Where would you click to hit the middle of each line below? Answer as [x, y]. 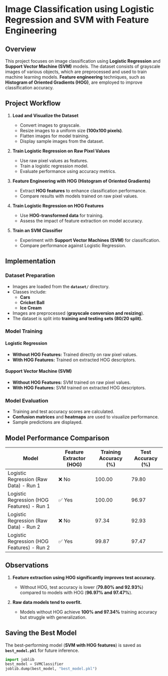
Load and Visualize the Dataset [45, 115]
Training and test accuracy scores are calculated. [63, 411]
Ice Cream [31, 308]
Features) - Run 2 [29, 547]
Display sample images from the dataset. [62, 141]
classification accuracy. [29, 88]
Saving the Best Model [41, 633]
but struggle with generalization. [53, 617]
